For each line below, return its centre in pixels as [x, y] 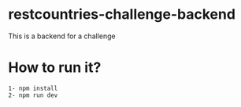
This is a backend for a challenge [62, 36]
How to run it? [55, 68]
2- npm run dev [33, 95]
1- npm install [33, 88]
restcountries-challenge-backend [122, 14]
